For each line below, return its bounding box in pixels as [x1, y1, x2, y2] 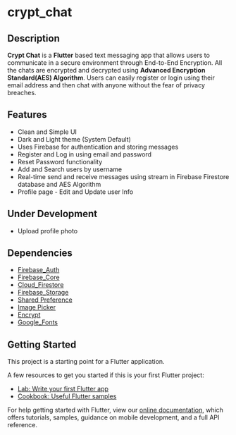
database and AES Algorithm [17, 180, 101, 188]
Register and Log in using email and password [17, 149, 152, 159]
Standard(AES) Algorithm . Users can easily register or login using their [7, 73, 215, 82]
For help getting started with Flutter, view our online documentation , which [7, 406, 224, 415]
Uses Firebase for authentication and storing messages [17, 142, 179, 151]
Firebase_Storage [17, 288, 69, 297]
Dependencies [7, 247, 73, 259]
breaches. [7, 89, 37, 97]
